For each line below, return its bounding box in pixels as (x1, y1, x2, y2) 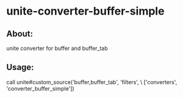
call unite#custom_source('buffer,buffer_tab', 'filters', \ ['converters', (6, 78, 178, 86)
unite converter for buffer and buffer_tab (6, 44, 108, 52)
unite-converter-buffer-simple (6, 4, 165, 18)
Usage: (6, 62, 35, 72)
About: (6, 29, 34, 39)
